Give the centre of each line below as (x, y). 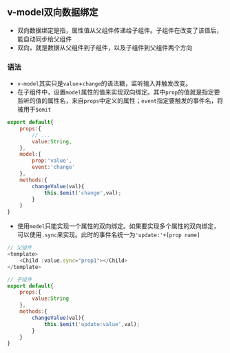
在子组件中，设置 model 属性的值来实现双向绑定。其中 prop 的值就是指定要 (118, 92)
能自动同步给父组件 (44, 39)
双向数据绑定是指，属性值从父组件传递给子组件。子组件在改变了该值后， (119, 30)
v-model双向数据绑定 (53, 12)
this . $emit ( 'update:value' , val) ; (92, 324)
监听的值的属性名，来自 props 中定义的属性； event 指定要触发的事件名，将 (120, 101)
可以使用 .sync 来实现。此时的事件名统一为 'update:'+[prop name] (108, 235)
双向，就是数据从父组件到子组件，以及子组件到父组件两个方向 (105, 48)
